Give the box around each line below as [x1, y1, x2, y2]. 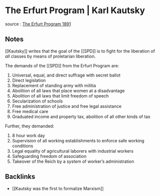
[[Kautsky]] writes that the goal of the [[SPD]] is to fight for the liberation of [5, 48, 155, 54]
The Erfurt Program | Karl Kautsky [5, 5, 145, 16]
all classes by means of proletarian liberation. [5, 53, 96, 59]
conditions [12, 143, 33, 149]
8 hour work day [12, 132, 45, 138]
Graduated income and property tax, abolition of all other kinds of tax [12, 114, 151, 119]
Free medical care [12, 108, 48, 114]
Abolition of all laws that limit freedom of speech [12, 93, 109, 98]
